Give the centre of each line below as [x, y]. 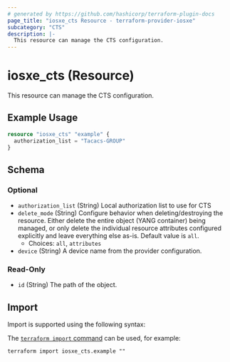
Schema [26, 169]
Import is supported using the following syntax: [77, 324]
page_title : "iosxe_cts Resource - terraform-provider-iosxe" [101, 21]
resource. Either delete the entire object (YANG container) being [112, 221]
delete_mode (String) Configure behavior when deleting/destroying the [120, 213]
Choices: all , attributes [65, 244]
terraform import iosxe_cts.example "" [67, 351]
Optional [22, 190]
